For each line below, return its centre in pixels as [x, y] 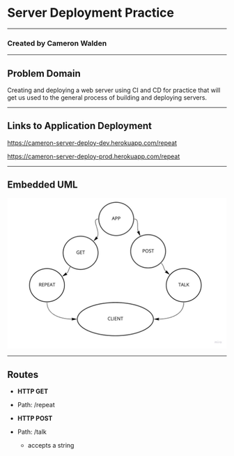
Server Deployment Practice [91, 13]
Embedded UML [42, 185]
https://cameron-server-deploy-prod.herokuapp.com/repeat [94, 156]
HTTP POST [35, 418]
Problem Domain [44, 74]
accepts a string [51, 445]
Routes [23, 374]
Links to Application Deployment [79, 126]
